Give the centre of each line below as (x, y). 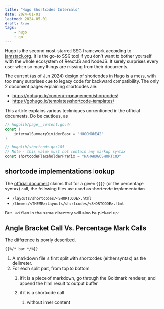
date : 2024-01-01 (23, 14)
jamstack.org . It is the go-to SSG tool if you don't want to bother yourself (78, 56)
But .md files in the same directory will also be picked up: (62, 213)
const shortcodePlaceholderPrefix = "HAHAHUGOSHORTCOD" (63, 156)
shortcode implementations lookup (60, 172)
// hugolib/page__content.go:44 (38, 125)
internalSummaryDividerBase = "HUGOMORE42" (59, 134)
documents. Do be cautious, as (36, 116)
